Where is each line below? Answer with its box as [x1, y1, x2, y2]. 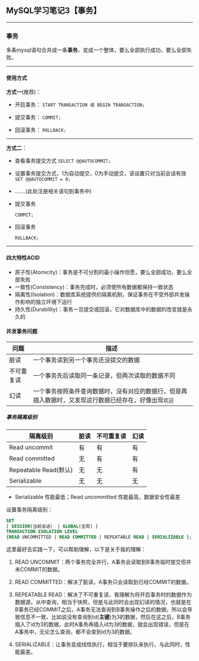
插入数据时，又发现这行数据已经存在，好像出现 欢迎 [33, 396, 174, 404]
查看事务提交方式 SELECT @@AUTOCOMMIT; [14, 157, 111, 165]
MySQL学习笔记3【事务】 [6, 5, 101, 16]
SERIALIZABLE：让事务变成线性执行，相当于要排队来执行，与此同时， [14, 641, 185, 648]
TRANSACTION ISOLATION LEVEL [6, 528, 78, 535]
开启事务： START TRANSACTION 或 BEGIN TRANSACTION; [14, 101, 145, 108]
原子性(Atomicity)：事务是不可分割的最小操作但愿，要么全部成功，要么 [14, 268, 187, 275]
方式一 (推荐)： [6, 89, 41, 96]
